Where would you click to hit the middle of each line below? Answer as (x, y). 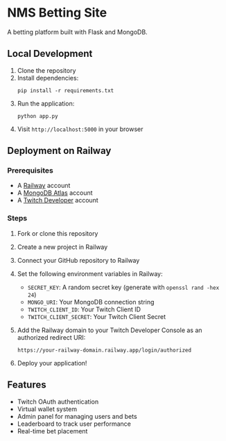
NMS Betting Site (57, 13)
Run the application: (46, 103)
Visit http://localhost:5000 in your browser (80, 129)
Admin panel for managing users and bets (77, 416)
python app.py (37, 116)
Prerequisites (30, 171)
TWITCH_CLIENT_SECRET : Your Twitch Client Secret (97, 316)
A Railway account (44, 186)
